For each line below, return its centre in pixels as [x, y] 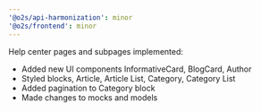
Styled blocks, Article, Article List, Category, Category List [128, 78]
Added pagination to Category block [88, 88]
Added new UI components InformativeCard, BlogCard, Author [136, 69]
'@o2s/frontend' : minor [53, 26]
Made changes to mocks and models [89, 97]
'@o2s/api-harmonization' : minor [71, 17]
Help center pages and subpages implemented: [96, 51]
